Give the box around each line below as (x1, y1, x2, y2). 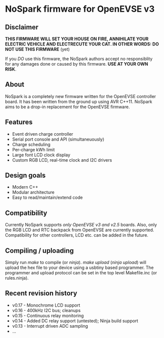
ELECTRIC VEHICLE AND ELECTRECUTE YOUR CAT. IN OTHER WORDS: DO (5, 41, 159, 47)
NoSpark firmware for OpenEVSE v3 (5, 3, 155, 15)
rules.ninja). (5, 275, 29, 281)
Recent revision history (5, 289, 77, 297)
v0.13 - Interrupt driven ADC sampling (12, 323, 88, 329)
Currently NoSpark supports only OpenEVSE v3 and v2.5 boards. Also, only (5, 222, 157, 228)
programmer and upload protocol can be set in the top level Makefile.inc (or (5, 270, 157, 276)
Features (5, 118, 33, 126)
